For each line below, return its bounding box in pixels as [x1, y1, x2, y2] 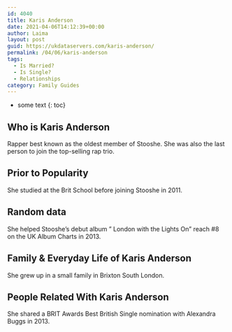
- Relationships [13, 75, 61, 82]
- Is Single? [13, 68, 52, 75]
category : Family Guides [7, 82, 80, 89]
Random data [7, 206, 66, 218]
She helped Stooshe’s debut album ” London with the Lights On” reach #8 [7, 224, 219, 233]
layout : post [7, 36, 45, 43]
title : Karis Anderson [7, 17, 73, 24]
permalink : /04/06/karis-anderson [7, 50, 108, 57]
